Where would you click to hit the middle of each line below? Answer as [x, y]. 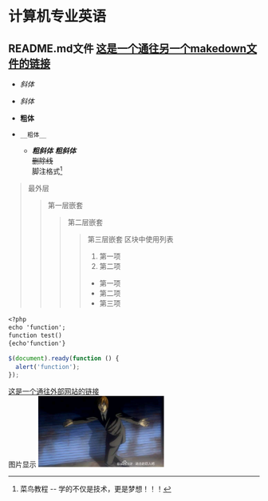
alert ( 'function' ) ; [48, 367]
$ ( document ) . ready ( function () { [64, 358]
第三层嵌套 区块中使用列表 [130, 239]
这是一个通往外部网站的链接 [54, 391]
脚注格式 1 [47, 170]
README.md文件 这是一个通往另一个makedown [128, 48]
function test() [35, 335]
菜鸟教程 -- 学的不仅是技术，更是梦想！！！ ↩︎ [95, 489]
